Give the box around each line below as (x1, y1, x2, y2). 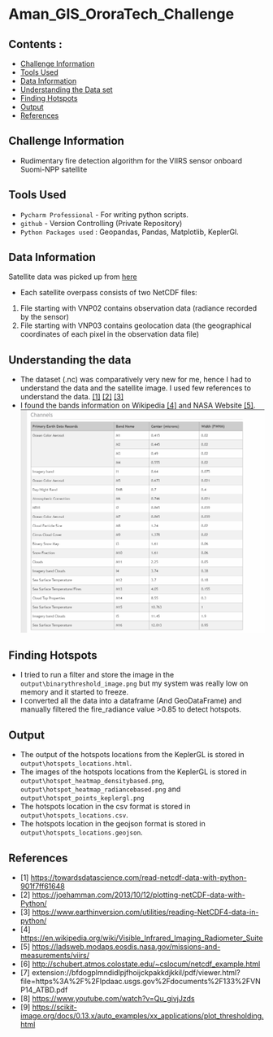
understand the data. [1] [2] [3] (19, 392, 124, 402)
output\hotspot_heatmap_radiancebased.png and (19, 784, 181, 794)
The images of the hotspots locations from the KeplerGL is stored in (19, 767, 248, 777)
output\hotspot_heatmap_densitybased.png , (19, 776, 165, 786)
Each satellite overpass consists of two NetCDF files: (19, 288, 197, 298)
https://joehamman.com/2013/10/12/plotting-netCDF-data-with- (32, 890, 245, 900)
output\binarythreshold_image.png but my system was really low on (19, 678, 249, 688)
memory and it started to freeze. (19, 687, 129, 697)
